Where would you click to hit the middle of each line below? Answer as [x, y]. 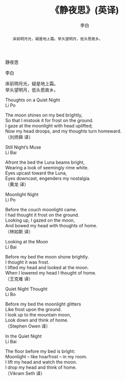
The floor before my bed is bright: [40, 351]
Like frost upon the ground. [34, 309]
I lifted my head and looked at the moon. [47, 267]
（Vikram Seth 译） [25, 373]
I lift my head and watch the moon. [41, 362]
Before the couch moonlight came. [41, 209]
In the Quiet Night [23, 336]
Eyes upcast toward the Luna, [36, 173]
